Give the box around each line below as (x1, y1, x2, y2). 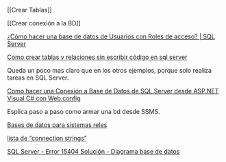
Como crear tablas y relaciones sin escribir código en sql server (7, 53, 188, 61)
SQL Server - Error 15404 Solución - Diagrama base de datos (7, 148, 180, 155)
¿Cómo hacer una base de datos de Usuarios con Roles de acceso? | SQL (7, 32, 216, 40)
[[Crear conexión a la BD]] (7, 19, 81, 27)
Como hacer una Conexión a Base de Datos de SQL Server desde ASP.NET (7, 87, 219, 95)
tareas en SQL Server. (7, 73, 69, 82)
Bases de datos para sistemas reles (7, 121, 108, 129)
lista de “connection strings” (7, 134, 87, 142)
